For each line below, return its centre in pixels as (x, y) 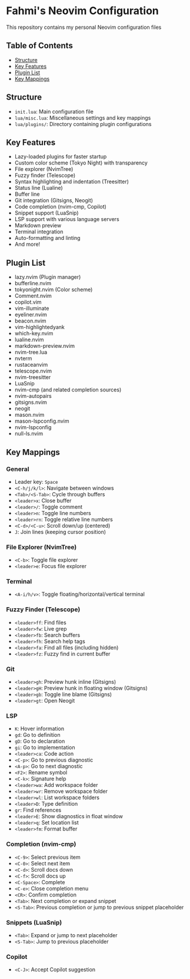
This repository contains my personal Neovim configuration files (84, 27)
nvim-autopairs (33, 396)
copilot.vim (28, 302)
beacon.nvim (30, 321)
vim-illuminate (32, 308)
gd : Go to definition (37, 735)
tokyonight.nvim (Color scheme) (54, 289)
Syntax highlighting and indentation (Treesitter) (72, 182)
